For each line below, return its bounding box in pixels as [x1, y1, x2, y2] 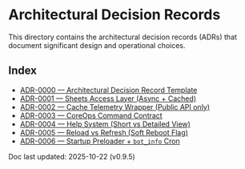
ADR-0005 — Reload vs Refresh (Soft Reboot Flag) [19, 127, 188, 137]
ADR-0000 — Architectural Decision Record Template [19, 85, 198, 95]
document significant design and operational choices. [8, 40, 186, 50]
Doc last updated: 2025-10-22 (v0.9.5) [8, 151, 136, 161]
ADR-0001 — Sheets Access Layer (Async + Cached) [19, 94, 197, 103]
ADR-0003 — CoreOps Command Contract [19, 111, 163, 120]
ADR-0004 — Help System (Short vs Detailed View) [19, 119, 191, 129]
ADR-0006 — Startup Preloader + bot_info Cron [19, 136, 180, 146]
